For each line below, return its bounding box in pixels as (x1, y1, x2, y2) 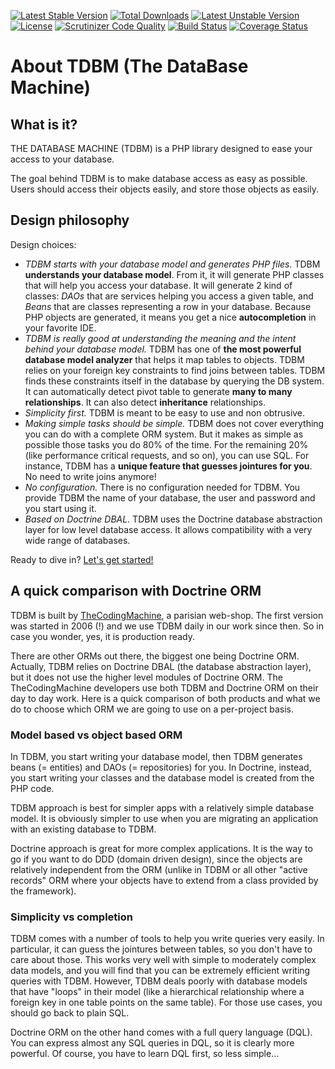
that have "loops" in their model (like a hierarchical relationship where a (10, 986, 305, 998)
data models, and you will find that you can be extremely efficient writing (10, 965, 311, 977)
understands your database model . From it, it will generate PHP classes (24, 268, 325, 280)
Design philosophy (10, 212, 130, 229)
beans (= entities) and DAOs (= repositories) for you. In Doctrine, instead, (10, 761, 312, 773)
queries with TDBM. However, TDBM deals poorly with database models (10, 975, 308, 987)
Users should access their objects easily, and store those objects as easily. (10, 183, 319, 195)
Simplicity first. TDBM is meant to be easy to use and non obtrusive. (24, 406, 306, 419)
